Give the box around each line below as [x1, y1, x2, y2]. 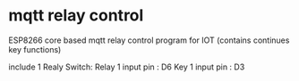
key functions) [8, 44, 62, 54]
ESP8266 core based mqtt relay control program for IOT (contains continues [8, 35, 290, 45]
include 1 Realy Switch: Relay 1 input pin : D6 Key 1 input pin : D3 [8, 61, 245, 72]
